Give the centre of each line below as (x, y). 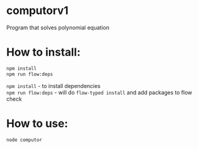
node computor (24, 140)
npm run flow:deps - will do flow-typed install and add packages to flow (99, 92)
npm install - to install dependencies (53, 85)
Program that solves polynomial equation (58, 27)
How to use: (37, 123)
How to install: (43, 52)
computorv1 (38, 11)
